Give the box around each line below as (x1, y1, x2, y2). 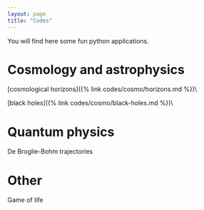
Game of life (7, 196, 44, 204)
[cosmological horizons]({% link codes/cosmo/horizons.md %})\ (7, 85, 198, 93)
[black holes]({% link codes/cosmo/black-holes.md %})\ (7, 99, 173, 107)
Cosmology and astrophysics (7, 61, 185, 78)
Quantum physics (7, 124, 115, 140)
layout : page (7, 10, 46, 18)
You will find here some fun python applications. (7, 36, 150, 45)
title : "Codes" (7, 17, 53, 24)
